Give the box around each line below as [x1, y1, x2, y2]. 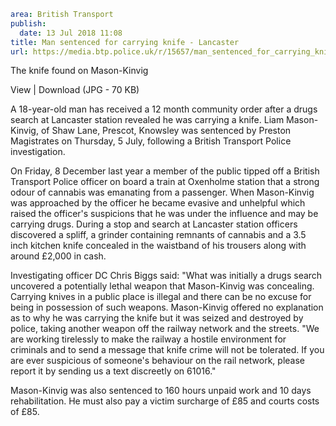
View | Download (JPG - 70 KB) [10, 84, 140, 96]
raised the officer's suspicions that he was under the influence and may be [10, 208, 319, 220]
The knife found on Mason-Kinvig [10, 65, 149, 77]
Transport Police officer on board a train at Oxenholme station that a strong [10, 176, 320, 188]
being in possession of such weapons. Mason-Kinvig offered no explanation [10, 301, 324, 314]
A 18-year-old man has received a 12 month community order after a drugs [10, 103, 318, 115]
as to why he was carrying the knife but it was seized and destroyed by [10, 312, 304, 324]
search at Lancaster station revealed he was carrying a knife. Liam [10, 114, 285, 126]
